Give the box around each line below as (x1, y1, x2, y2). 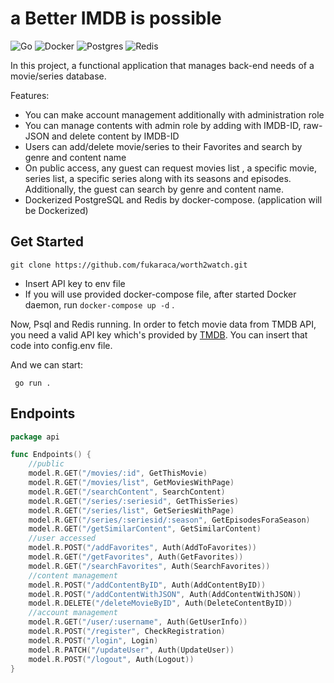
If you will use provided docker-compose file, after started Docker (24, 288, 297, 300)
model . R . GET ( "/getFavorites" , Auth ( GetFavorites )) (28, 552, 244, 562)
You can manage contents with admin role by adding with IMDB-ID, (24, 119, 302, 131)
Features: (10, 89, 50, 101)
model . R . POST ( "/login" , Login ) (28, 635, 159, 646)
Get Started (10, 233, 84, 251)
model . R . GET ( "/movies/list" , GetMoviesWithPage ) (28, 478, 235, 488)
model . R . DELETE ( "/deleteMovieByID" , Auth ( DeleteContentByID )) (28, 598, 293, 609)
